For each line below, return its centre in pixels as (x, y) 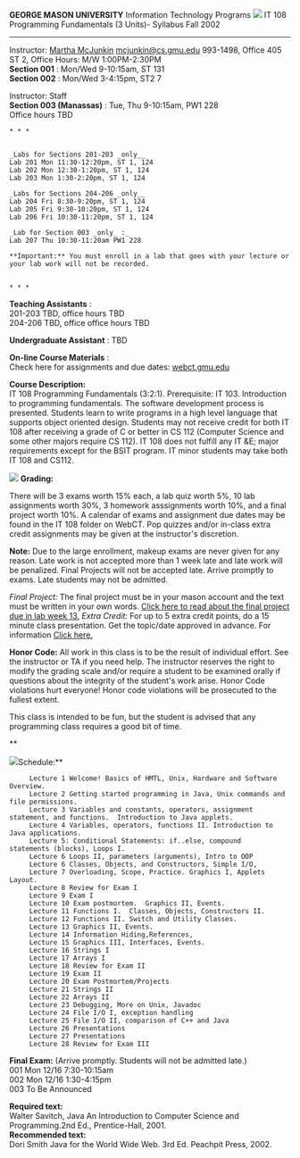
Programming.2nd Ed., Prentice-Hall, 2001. (88, 1125)
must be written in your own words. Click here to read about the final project (150, 606)
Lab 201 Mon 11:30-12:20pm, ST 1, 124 (81, 162)
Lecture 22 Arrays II (69, 997)
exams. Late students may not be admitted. (88, 579)
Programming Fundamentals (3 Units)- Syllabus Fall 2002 (115, 24)
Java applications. (46, 833)
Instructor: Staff (38, 96)
